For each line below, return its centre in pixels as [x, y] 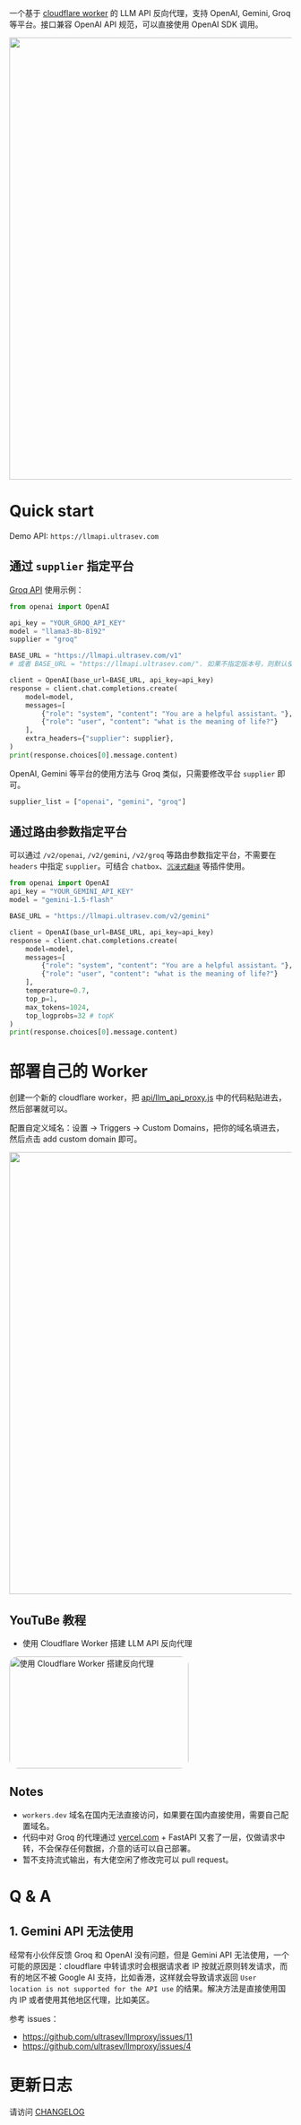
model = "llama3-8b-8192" [57, 631]
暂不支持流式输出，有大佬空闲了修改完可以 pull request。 [128, 1860]
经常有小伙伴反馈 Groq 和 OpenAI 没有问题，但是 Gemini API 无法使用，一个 [149, 1955]
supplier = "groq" [43, 639]
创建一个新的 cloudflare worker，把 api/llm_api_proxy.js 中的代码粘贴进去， [148, 1097]
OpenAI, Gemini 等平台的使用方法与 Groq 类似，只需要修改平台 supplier [142, 773]
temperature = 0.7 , [58, 991]
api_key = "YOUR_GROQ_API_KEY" [68, 623]
